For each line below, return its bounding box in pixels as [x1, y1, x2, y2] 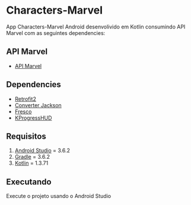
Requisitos [6, 131, 46, 141]
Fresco [14, 108, 32, 115]
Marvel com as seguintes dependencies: [6, 29, 106, 36]
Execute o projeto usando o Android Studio [6, 193, 112, 200]
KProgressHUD [14, 114, 52, 121]
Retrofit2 [14, 95, 37, 102]
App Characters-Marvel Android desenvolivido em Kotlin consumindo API [6, 23, 186, 30]
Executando [6, 177, 52, 187]
